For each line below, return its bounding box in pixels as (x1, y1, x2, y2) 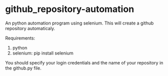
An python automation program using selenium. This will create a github (5, 20, 154, 26)
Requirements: (5, 35, 35, 41)
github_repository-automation (5, 3, 134, 15)
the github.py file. (5, 65, 42, 71)
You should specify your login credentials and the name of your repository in (5, 59, 163, 65)
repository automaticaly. (5, 25, 55, 31)
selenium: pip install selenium (12, 50, 74, 56)
